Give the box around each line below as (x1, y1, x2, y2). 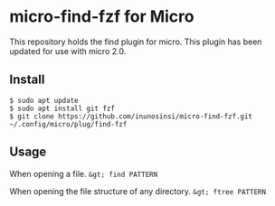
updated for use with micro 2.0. (9, 45, 127, 56)
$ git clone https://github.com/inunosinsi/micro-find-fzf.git (9, 111, 253, 121)
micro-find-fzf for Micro (9, 6, 194, 27)
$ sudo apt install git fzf (9, 104, 116, 113)
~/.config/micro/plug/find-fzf (9, 119, 128, 128)
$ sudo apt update (9, 96, 79, 105)
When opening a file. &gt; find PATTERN (9, 168, 158, 179)
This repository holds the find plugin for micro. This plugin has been (9, 36, 262, 47)
